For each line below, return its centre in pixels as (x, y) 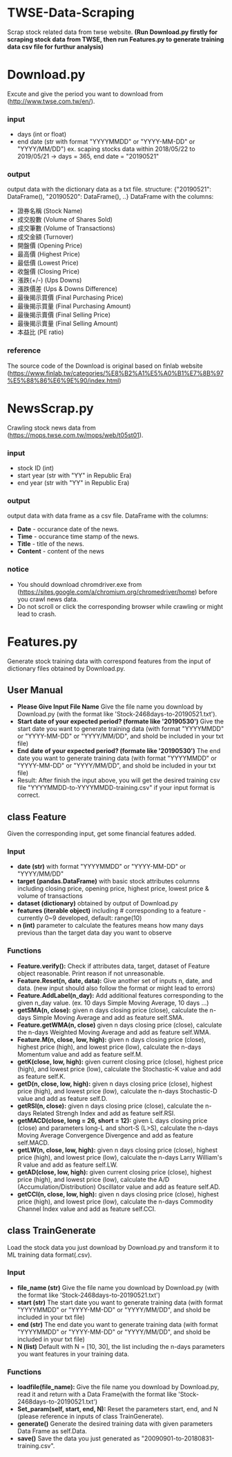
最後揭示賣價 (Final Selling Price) (64, 315)
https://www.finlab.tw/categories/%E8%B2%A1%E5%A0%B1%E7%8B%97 (116, 373)
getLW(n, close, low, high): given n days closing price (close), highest (117, 1150)
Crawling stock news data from (51, 427)
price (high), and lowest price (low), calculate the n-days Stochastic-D (117, 1091)
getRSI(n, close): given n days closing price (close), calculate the (110, 1106)
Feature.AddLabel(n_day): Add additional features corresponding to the (120, 995)
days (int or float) (42, 134)
